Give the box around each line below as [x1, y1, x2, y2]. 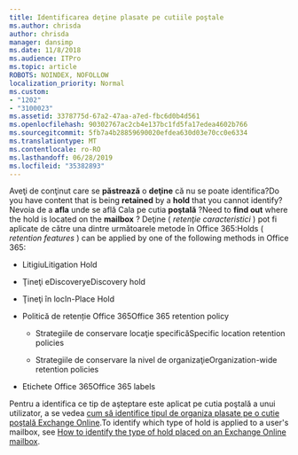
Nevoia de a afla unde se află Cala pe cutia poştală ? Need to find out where [9, 205, 288, 216]
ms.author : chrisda [9, 21, 82, 30]
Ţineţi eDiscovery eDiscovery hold [21, 277, 146, 287]
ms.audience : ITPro [9, 54, 82, 63]
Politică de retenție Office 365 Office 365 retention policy [21, 311, 229, 322]
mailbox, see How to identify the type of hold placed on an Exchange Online [9, 427, 286, 437]
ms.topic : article [9, 63, 77, 72]
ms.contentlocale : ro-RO [9, 145, 101, 153]
